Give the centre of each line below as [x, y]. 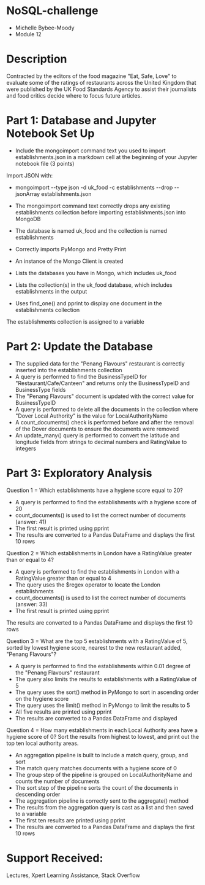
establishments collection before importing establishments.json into [100, 212]
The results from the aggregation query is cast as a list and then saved [104, 807]
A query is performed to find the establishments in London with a [97, 571]
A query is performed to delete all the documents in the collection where [106, 409]
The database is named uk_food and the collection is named [91, 230]
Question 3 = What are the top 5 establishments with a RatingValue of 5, [97, 641]
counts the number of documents [57, 781]
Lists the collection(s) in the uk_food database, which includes [94, 285]
